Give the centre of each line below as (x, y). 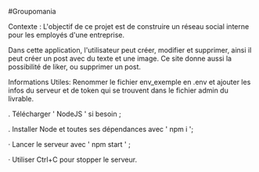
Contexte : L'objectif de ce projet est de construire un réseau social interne (129, 26)
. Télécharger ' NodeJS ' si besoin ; (65, 114)
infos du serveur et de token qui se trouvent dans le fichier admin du (118, 90)
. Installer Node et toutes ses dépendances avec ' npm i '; (101, 129)
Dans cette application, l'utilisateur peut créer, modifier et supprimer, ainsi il (130, 50)
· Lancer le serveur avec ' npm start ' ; (69, 144)
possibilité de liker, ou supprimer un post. (75, 67)
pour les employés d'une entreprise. (67, 35)
